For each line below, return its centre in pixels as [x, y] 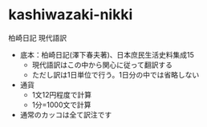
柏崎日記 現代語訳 [37, 38]
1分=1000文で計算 [61, 105]
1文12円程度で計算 [62, 94]
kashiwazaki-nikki [71, 15]
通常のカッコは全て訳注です [66, 114]
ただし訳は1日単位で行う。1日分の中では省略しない [116, 74]
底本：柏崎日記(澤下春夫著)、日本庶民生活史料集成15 [107, 54]
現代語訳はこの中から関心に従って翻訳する [102, 65]
